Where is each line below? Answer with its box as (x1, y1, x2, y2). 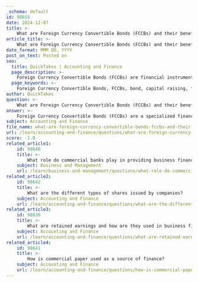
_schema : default (6, 8, 49, 15)
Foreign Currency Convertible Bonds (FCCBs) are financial (16, 74, 165, 80)
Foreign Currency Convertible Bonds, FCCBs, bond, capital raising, (16, 86, 189, 92)
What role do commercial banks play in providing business (27, 157, 176, 163)
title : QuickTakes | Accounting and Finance (11, 63, 123, 70)
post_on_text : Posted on (6, 53, 67, 59)
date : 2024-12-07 (6, 20, 49, 25)
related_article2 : (6, 174, 51, 180)
